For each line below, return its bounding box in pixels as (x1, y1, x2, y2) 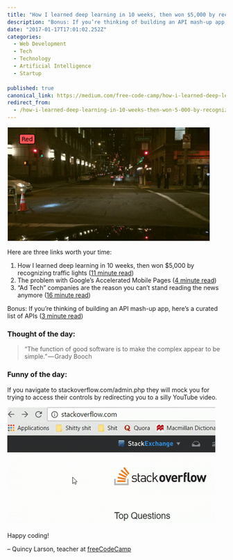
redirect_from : (7, 99, 51, 106)
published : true (7, 84, 54, 92)
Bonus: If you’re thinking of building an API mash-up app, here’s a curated (7, 305, 218, 312)
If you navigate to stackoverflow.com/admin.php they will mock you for (7, 385, 210, 394)
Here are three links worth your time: (7, 248, 112, 256)
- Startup (13, 70, 42, 77)
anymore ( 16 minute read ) (17, 291, 92, 299)
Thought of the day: (7, 329, 76, 339)
